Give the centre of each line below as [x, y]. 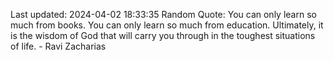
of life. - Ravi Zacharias [58, 46]
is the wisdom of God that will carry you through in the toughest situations [163, 35]
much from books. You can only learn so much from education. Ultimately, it [167, 25]
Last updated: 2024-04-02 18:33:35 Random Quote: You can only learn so [163, 14]
